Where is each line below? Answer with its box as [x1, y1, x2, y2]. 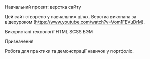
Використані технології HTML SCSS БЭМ [5, 29, 93, 34]
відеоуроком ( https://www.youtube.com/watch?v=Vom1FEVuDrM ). [5, 19, 145, 25]
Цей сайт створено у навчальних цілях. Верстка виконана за [5, 14, 137, 19]
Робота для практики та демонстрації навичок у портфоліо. [5, 48, 134, 54]
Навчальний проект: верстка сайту [5, 4, 81, 10]
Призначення [5, 38, 34, 44]
